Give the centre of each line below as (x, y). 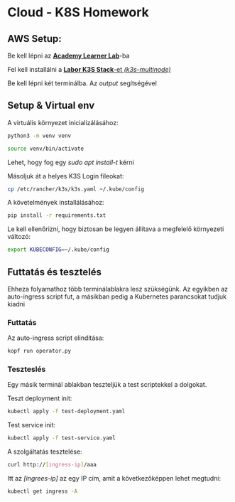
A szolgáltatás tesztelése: (45, 452)
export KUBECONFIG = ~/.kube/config (59, 250)
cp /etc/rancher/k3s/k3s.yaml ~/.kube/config (76, 189)
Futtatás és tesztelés (54, 272)
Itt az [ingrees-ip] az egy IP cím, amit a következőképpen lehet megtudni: (114, 479)
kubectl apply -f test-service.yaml (61, 438)
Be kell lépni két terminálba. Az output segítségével (82, 83)
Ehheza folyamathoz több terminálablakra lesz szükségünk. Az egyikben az (118, 289)
